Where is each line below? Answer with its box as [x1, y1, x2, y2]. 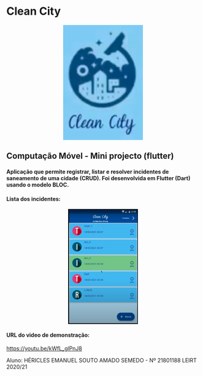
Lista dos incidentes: [6, 195, 61, 202]
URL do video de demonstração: [6, 331, 90, 339]
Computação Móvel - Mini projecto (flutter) [6, 151, 174, 161]
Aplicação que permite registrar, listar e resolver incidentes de [6, 167, 169, 175]
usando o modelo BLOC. [6, 181, 69, 188]
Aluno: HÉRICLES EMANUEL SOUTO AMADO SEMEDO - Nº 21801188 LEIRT [6, 357, 197, 364]
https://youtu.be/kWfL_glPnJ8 [6, 345, 83, 352]
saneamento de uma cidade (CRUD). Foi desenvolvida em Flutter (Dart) [6, 174, 191, 182]
